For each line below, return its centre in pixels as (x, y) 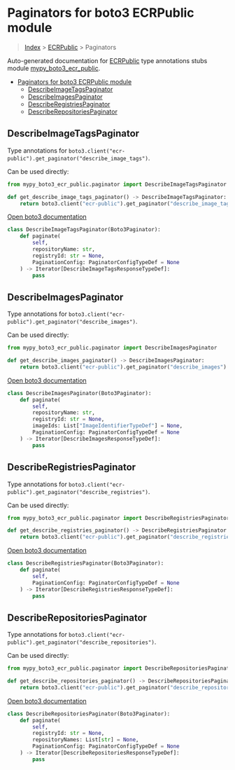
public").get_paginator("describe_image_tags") (78, 158)
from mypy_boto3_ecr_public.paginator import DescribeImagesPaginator (112, 348)
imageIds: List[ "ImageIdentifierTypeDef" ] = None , (108, 426)
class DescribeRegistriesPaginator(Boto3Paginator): (86, 563)
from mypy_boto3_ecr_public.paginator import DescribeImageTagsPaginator (117, 184)
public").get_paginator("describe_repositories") (81, 642)
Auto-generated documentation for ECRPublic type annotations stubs (107, 60)
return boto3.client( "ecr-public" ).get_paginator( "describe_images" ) (123, 367)
